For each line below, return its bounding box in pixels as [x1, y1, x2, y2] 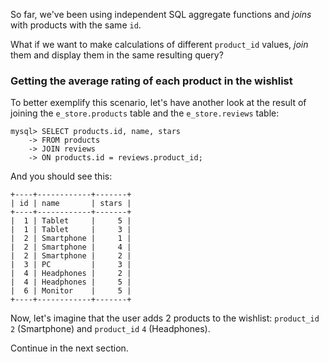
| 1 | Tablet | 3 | [10, 225, 132, 235]
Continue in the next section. [10, 342, 129, 354]
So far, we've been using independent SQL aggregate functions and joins [10, 9, 312, 20]
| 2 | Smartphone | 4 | [10, 242, 132, 253]
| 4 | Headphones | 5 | [10, 277, 132, 288]
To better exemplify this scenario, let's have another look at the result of [10, 97, 307, 109]
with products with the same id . [10, 19, 142, 31]
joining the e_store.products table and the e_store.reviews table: [10, 107, 280, 119]
